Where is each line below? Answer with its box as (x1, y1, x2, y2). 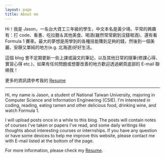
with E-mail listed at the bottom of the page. (5, 138, 94, 144)
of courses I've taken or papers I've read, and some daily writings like (5, 122, 146, 128)
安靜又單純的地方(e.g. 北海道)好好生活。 (13, 44, 95, 50)
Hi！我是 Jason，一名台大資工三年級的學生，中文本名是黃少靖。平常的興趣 (5, 26, 156, 32)
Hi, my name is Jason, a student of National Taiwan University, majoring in (5, 92, 155, 98)
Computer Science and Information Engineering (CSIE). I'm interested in (5, 97, 151, 103)
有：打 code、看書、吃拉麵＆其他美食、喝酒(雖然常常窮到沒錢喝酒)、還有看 (5, 32, 158, 38)
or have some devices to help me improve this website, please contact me (5, 132, 155, 138)
